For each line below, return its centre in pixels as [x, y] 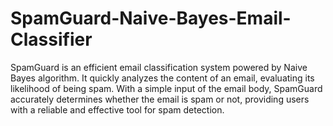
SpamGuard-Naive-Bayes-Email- [151, 18]
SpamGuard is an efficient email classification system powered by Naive [159, 67]
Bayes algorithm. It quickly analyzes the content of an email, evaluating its [162, 78]
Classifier [51, 39]
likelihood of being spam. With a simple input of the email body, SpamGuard [166, 88]
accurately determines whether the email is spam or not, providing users [160, 99]
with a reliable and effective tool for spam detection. [117, 109]
